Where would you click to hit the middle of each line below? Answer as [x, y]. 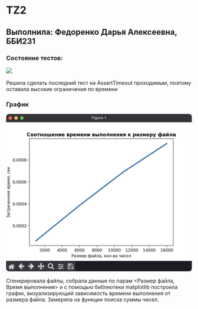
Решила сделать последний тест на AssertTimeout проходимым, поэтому [99, 82]
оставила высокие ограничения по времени [62, 89]
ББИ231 [21, 41]
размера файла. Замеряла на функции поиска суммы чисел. [82, 300]
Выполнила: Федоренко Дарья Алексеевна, [92, 32]
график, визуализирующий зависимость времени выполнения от [88, 293]
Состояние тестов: [34, 58]
